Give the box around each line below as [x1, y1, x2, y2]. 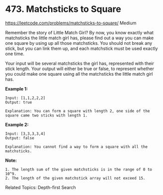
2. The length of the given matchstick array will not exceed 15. [5, 176, 146, 181]
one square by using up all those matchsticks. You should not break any [5, 40, 153, 46]
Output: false [5, 135, 35, 140]
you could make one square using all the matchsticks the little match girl [5, 71, 153, 77]
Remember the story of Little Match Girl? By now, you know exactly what [5, 29, 154, 35]
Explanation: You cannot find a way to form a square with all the [5, 144, 148, 149]
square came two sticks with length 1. [5, 113, 88, 118]
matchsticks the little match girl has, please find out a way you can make [5, 35, 154, 41]
